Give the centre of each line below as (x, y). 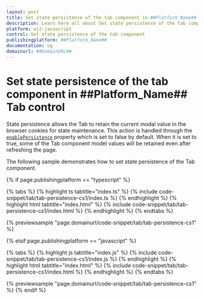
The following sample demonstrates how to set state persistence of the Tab (101, 161)
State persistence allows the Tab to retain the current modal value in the (96, 124)
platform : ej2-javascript (39, 29)
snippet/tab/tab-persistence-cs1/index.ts (58, 198)
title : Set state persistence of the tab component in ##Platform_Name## (102, 18)
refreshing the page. (32, 150)
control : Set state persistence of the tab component (76, 35)
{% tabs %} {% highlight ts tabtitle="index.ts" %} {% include (82, 191)
